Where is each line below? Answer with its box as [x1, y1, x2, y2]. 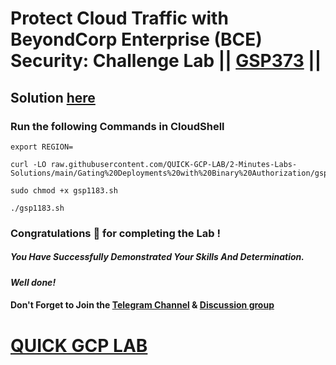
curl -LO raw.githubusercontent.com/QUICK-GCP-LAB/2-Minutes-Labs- [10, 159, 298, 169]
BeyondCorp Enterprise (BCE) [10, 28, 263, 51]
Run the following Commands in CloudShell [10, 119, 225, 133]
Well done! [10, 276, 57, 288]
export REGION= [10, 142, 74, 152]
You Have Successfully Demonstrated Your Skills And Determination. [10, 251, 305, 263]
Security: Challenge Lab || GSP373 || [10, 50, 322, 72]
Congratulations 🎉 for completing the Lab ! [10, 226, 221, 240]
